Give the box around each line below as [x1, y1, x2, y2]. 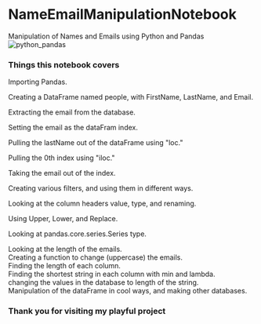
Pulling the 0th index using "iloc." [8, 153, 115, 162]
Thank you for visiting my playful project [8, 306, 166, 317]
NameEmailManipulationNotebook [8, 5, 237, 24]
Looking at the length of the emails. [8, 245, 123, 254]
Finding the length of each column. [8, 261, 121, 271]
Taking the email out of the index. [8, 169, 116, 178]
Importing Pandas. [8, 77, 68, 87]
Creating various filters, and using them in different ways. [8, 184, 194, 193]
